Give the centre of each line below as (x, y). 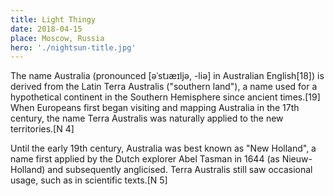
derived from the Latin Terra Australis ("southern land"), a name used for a (164, 87)
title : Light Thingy (53, 19)
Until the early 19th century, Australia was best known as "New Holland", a (163, 148)
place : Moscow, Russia (57, 38)
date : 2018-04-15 (46, 29)
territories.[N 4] (42, 129)
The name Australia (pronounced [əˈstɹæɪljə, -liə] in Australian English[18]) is (167, 76)
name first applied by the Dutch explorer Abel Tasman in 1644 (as (145, 159)
